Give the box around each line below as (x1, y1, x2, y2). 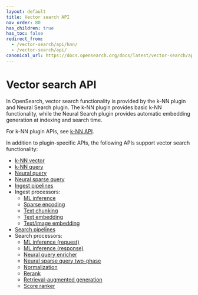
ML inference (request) (23, 238, 80, 245)
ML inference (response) (23, 244, 84, 251)
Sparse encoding (23, 201, 65, 208)
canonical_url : (6, 53, 44, 58)
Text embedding (23, 213, 64, 220)
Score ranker (23, 282, 55, 289)
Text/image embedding (23, 219, 80, 227)
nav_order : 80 (6, 19, 41, 25)
